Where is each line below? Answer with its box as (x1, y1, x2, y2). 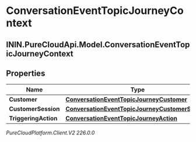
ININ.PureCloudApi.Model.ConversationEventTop (6, 40, 190, 49)
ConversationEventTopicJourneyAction (65, 115, 178, 123)
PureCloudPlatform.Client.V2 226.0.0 (6, 129, 95, 136)
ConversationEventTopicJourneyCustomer (65, 95, 188, 104)
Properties (6, 68, 45, 78)
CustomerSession (9, 105, 60, 113)
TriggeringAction (9, 115, 58, 123)
